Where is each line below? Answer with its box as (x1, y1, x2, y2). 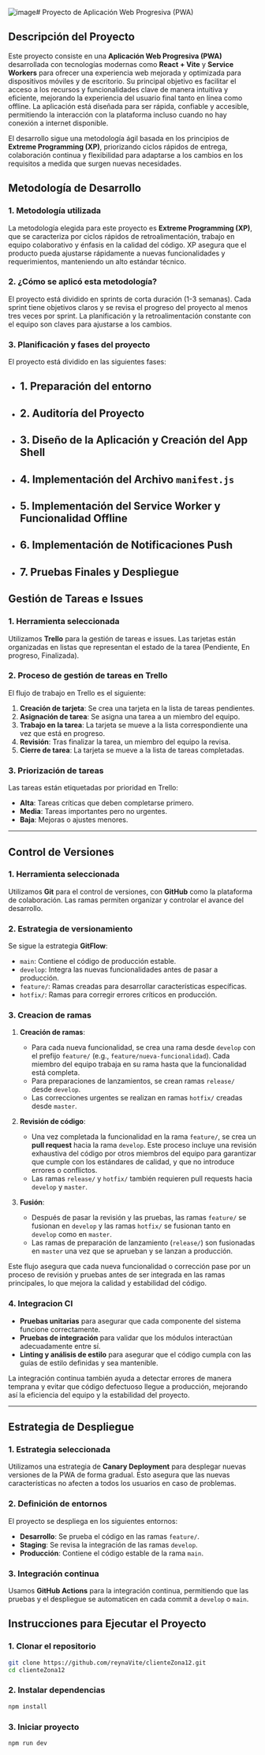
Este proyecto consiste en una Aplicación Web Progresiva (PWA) (8, 51, 222, 61)
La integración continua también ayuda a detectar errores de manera (8, 1373, 232, 1383)
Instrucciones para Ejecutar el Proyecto (8, 1617, 207, 1630)
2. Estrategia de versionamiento (8, 923, 133, 934)
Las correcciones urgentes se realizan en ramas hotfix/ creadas (31, 1093, 243, 1103)
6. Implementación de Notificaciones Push (19, 539, 233, 552)
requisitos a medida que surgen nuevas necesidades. (8, 159, 181, 168)
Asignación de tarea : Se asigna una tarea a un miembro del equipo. (19, 711, 241, 721)
